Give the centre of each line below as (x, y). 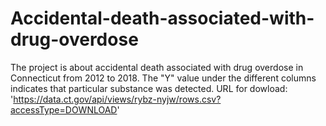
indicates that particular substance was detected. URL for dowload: (149, 88)
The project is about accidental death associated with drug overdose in (157, 67)
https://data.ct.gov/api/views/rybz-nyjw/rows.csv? (117, 99)
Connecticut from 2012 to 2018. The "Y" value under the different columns (163, 78)
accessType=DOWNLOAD (64, 109)
